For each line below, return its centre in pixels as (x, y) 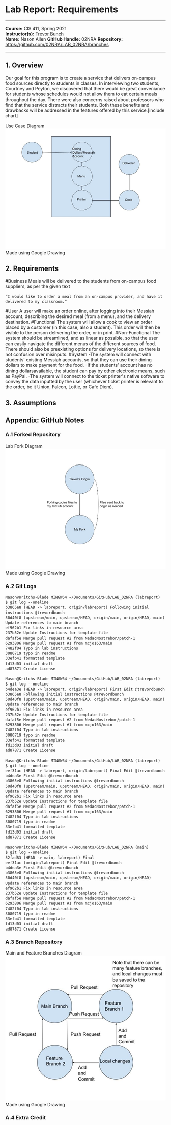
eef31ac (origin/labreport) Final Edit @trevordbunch (64, 863)
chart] (12, 115)
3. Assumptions (31, 402)
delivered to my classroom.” (36, 301)
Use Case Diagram (25, 126)
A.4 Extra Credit (25, 1117)
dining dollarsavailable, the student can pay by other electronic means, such (85, 371)
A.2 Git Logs (21, 586)
